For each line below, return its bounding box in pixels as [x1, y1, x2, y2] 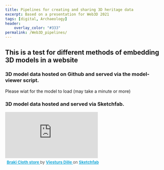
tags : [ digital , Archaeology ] [5, 16, 68, 21]
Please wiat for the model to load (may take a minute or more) [5, 88, 131, 94]
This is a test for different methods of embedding [5, 48, 160, 57]
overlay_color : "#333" [14, 26, 61, 31]
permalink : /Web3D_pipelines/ [5, 30, 68, 35]
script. [23, 77, 40, 84]
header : [5, 21, 21, 26]
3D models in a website [5, 56, 78, 65]
